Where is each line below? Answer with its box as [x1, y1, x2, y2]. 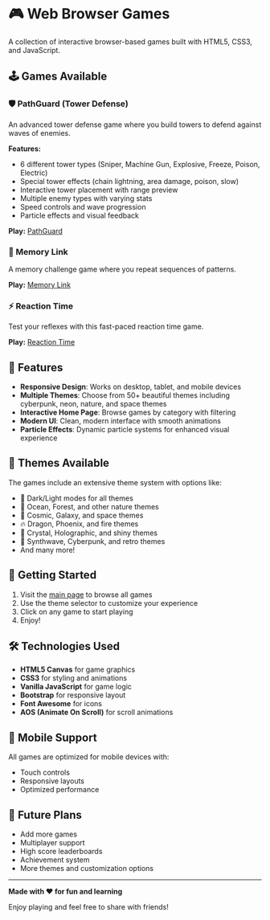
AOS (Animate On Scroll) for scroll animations [19, 707, 174, 718]
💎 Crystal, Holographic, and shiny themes [19, 528, 158, 538]
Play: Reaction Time [8, 337, 76, 347]
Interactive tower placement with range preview [19, 185, 178, 194]
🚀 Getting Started [8, 568, 97, 582]
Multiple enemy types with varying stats [19, 193, 153, 203]
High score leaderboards [19, 847, 103, 857]
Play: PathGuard [8, 226, 63, 235]
